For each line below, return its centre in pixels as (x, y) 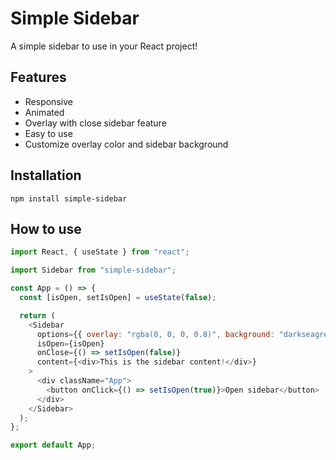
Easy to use (48, 133)
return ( (37, 315)
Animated (44, 112)
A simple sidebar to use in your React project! (104, 46)
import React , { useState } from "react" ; (100, 252)
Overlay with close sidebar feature (95, 123)
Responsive (48, 101)
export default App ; (53, 445)
